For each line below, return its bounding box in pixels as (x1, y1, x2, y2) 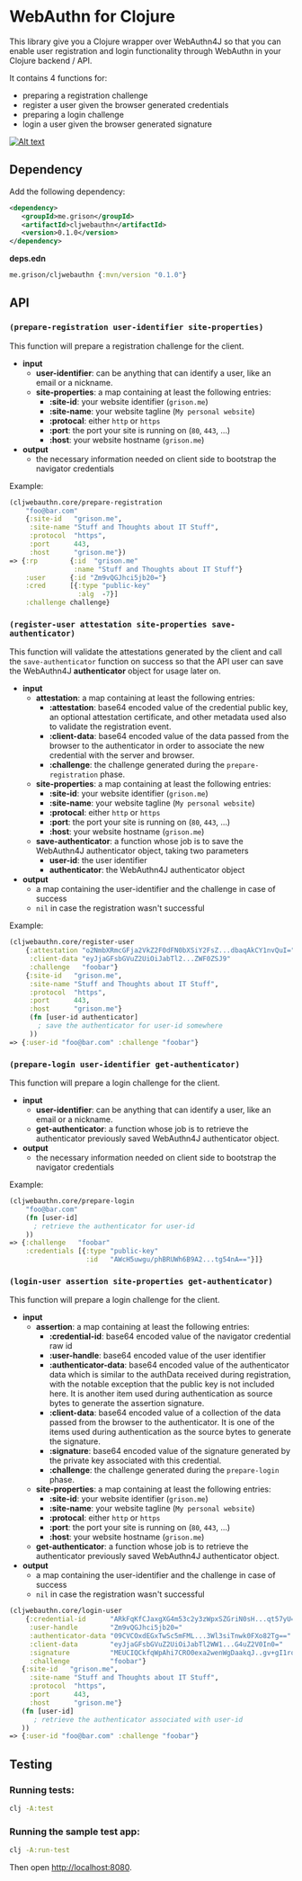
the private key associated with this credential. (49, 1455, 222, 1466)
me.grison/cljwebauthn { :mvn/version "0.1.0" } (9, 271, 187, 280)
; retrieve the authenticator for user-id (32, 1221, 195, 1231)
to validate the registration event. (49, 721, 172, 732)
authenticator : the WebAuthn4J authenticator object (49, 865, 245, 876)
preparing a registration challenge (22, 90, 148, 101)
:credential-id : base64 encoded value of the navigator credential (49, 1331, 291, 1342)
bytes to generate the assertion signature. (49, 1398, 205, 1409)
